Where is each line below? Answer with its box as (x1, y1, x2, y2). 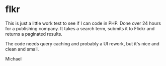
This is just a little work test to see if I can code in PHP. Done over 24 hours (5, 20, 161, 26)
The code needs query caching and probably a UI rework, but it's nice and (5, 40, 159, 46)
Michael (5, 55, 22, 61)
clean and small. (5, 46, 39, 52)
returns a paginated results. (5, 31, 63, 37)
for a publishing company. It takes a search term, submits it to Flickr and (5, 25, 155, 31)
